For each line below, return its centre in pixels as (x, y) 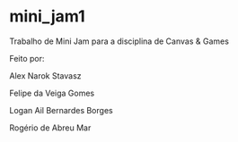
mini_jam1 (47, 17)
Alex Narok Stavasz (46, 75)
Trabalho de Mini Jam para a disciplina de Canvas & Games (119, 41)
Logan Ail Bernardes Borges (62, 110)
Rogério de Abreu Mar (50, 128)
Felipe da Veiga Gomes (52, 93)
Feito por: (27, 58)
